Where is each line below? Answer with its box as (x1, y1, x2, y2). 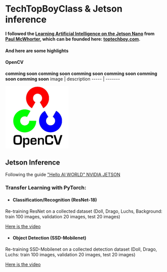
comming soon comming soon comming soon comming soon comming (5, 70, 158, 76)
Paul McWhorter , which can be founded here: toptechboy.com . (5, 36, 141, 42)
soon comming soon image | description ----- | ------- (5, 75, 120, 82)
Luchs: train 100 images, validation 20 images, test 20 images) (5, 251, 136, 257)
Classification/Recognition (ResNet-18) (12, 197, 97, 203)
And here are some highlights (5, 48, 69, 54)
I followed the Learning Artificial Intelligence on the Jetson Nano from (5, 30, 155, 36)
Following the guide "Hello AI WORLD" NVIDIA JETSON (5, 172, 120, 178)
